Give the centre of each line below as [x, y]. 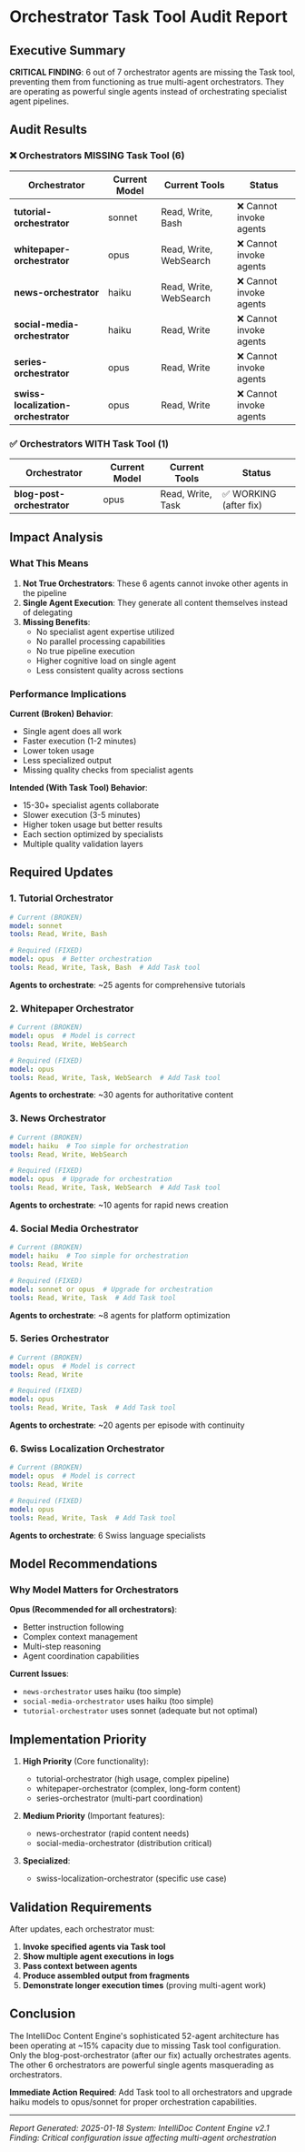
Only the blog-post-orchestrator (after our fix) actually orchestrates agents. [151, 2055]
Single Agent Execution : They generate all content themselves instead [155, 602]
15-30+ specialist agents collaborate [91, 805]
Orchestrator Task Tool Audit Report [148, 17]
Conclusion [43, 2014]
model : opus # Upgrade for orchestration [91, 1179]
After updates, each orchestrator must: [82, 1929]
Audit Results [49, 130]
